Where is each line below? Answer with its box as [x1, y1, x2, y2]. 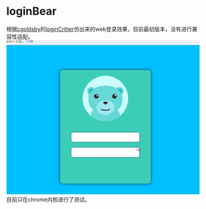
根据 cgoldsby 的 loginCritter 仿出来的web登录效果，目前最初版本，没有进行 [6, 25, 192, 32]
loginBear [6, 4, 57, 18]
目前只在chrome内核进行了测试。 [6, 196, 91, 203]
